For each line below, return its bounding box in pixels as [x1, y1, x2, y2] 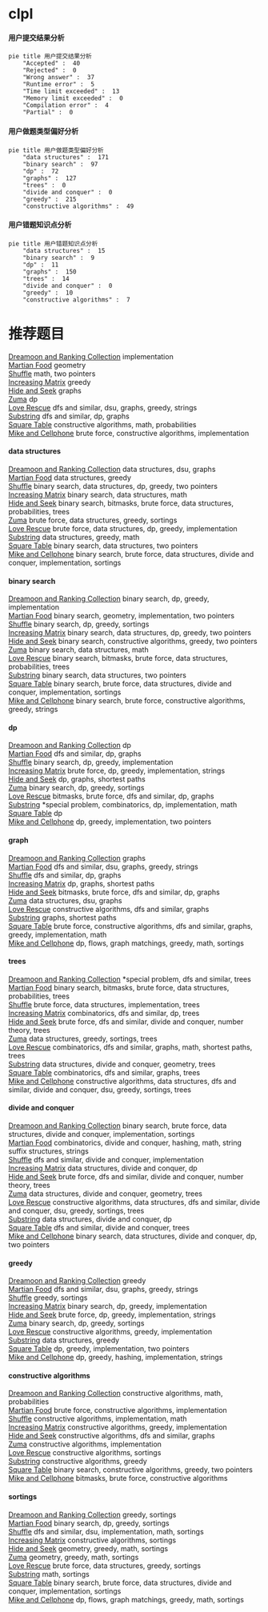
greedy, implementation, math [8, 930, 107, 939]
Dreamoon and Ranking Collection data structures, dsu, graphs [8, 464, 216, 474]
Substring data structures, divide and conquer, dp [8, 1214, 172, 1224]
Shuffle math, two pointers [8, 369, 96, 378]
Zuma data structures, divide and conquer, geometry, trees [8, 1189, 202, 1198]
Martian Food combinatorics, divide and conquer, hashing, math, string [8, 1138, 242, 1147]
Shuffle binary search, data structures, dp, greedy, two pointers [8, 481, 218, 490]
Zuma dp [8, 394, 38, 404]
